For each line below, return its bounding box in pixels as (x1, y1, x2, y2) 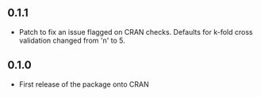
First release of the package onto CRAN (18, 79, 150, 89)
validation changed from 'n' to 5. (18, 35, 126, 45)
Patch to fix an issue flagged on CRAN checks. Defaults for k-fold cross (18, 27, 253, 36)
